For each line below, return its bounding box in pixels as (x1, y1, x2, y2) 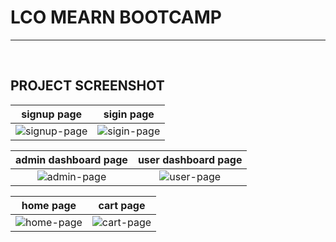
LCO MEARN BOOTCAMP (10, 6, 222, 29)
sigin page (103, 107, 155, 121)
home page (21, 198, 77, 212)
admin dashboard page (15, 152, 128, 166)
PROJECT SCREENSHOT (10, 77, 165, 95)
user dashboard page (137, 152, 243, 166)
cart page (98, 198, 146, 212)
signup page (21, 107, 83, 121)
